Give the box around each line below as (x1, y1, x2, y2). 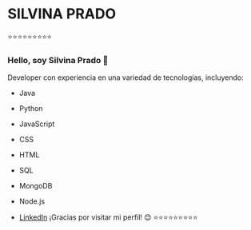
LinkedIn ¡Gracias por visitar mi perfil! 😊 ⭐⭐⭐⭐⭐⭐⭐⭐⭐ (18, 212, 198, 222)
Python (18, 104, 43, 113)
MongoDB (18, 181, 53, 191)
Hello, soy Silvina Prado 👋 (7, 54, 109, 65)
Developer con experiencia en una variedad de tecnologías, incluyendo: (7, 73, 245, 82)
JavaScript (18, 119, 55, 129)
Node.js (18, 196, 46, 206)
